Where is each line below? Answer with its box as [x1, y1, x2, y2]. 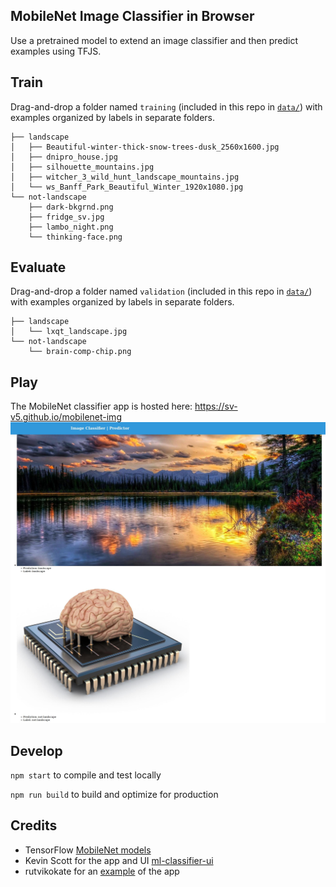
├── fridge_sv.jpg [28, 212, 105, 222]
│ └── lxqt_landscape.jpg [10, 327, 128, 337]
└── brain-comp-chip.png [28, 347, 132, 357]
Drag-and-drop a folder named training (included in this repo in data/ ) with [10, 100, 323, 113]
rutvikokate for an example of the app [24, 865, 180, 877]
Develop [10, 742, 63, 759]
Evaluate [10, 259, 67, 276]
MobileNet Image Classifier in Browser [10, 8, 255, 25]
